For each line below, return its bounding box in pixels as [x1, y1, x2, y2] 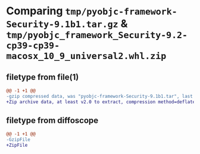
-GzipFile [6, 137, 31, 143]
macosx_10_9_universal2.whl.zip [6, 51, 167, 62]
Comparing [6, 4, 63, 18]
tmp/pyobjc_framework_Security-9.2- [6, 30, 188, 41]
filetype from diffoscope [6, 115, 99, 126]
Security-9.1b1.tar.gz [6, 19, 118, 30]
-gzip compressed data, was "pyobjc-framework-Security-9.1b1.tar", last [6, 93, 193, 99]
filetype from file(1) [6, 72, 79, 82]
